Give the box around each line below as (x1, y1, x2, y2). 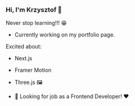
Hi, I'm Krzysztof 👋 (5, 5, 62, 14)
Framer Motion (14, 66, 52, 74)
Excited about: (5, 43, 42, 51)
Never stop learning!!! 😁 (5, 19, 67, 27)
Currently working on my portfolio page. (14, 31, 115, 38)
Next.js (14, 55, 33, 62)
